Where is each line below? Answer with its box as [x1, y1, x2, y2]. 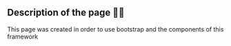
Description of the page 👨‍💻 [7, 7, 125, 19]
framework [7, 32, 39, 41]
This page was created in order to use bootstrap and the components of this [7, 25, 224, 33]
